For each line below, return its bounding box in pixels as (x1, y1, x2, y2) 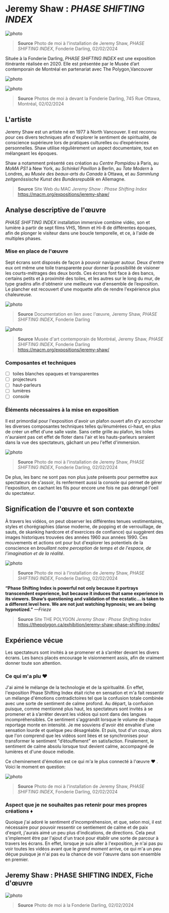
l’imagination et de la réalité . (5, 550, 65, 556)
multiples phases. (5, 235, 42, 241)
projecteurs (12, 376, 37, 382)
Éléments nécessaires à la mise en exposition (5, 407, 119, 414)
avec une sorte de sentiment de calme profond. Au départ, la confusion (5, 700, 154, 706)
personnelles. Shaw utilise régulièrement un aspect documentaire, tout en (5, 145, 159, 151)
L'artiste (5, 116, 32, 124)
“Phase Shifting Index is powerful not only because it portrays (5, 585, 139, 591)
